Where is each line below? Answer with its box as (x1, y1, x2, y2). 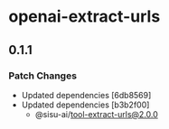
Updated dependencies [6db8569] (21, 89, 152, 100)
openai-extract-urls (8, 6, 161, 27)
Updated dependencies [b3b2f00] (21, 99, 150, 110)
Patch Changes (8, 69, 78, 82)
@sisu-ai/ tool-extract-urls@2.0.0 (34, 108, 159, 119)
